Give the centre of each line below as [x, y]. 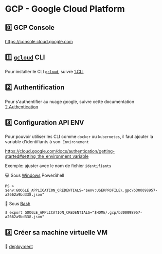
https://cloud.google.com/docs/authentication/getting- [60, 151]
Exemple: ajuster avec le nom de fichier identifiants [58, 166]
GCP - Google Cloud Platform [65, 9]
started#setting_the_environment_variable [47, 156]
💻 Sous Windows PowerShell [35, 175]
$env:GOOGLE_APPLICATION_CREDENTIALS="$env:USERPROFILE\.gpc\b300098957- [81, 190]
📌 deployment [19, 247]
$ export [14, 213]
